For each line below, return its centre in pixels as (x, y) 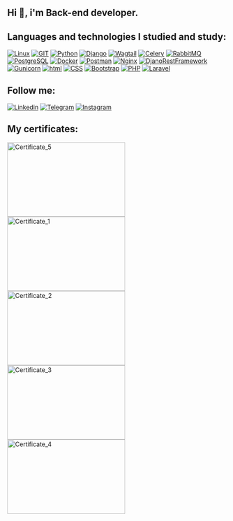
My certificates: (43, 129)
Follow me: (31, 91)
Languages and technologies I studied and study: (117, 37)
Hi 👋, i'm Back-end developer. (73, 13)
